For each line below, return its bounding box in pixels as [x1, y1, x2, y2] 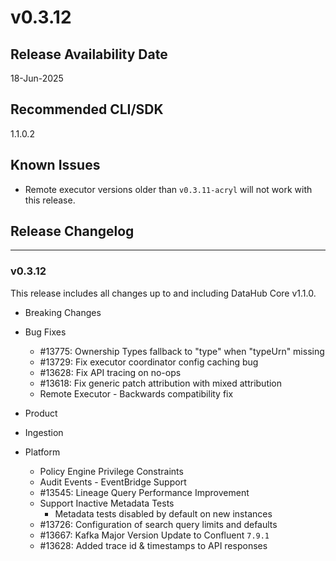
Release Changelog [10, 223, 135, 240]
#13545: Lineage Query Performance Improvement [39, 486, 250, 498]
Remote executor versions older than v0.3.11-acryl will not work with [24, 183, 313, 195]
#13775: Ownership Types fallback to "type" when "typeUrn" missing [39, 345, 325, 357]
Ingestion [24, 426, 64, 438]
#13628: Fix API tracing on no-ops [39, 366, 182, 378]
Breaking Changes [24, 306, 102, 318]
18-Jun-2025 [10, 72, 64, 84]
